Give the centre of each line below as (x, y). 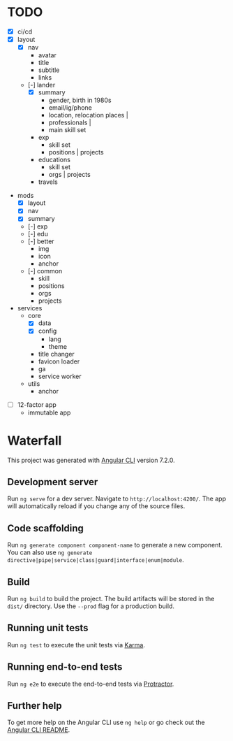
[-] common (45, 271)
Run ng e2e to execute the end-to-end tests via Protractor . (91, 684)
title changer (56, 354)
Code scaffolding (45, 528)
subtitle (49, 70)
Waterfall (35, 440)
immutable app (49, 412)
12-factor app (37, 404)
